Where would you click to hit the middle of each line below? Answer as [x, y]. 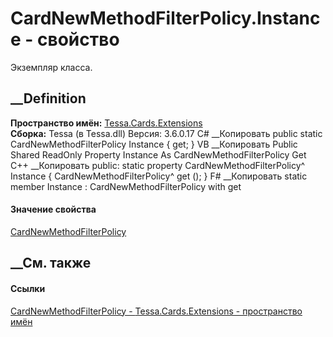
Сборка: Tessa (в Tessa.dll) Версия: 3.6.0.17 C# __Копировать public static [166, 133]
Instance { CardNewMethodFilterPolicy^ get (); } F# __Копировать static [159, 176]
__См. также [51, 263]
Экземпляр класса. [51, 67]
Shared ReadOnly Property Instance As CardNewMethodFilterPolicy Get [158, 154]
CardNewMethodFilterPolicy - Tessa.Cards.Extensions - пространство [156, 311]
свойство [78, 39]
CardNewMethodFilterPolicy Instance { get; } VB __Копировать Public [154, 144]
